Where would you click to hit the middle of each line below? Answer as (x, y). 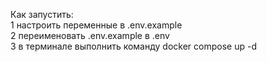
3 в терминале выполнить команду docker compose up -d (133, 46)
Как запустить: (42, 14)
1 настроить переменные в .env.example (96, 25)
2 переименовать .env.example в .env (90, 35)
